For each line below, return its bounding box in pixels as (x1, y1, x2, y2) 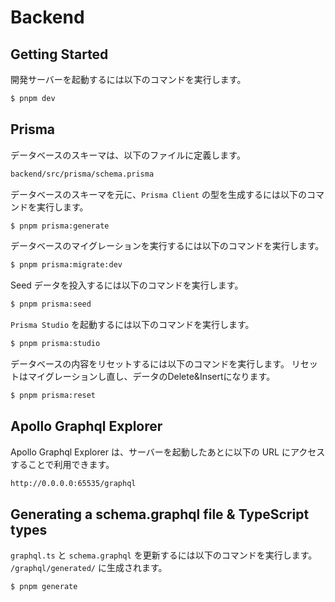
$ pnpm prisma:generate (10, 221, 110, 231)
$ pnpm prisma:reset (10, 391, 97, 401)
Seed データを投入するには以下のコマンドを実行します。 (10, 279, 244, 291)
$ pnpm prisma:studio (10, 339, 101, 349)
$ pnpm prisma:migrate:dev (10, 260, 123, 270)
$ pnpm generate (10, 582, 78, 592)
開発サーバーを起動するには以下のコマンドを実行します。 (10, 74, 247, 85)
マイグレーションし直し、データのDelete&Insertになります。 (27, 371, 276, 383)
